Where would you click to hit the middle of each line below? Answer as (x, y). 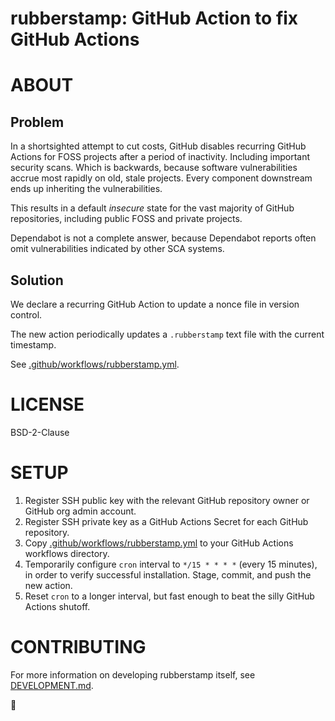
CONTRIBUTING (78, 647)
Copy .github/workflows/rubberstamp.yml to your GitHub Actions (159, 543)
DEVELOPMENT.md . (52, 685)
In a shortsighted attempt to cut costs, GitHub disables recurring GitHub (158, 146)
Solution (37, 280)
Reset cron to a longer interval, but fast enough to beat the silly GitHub (169, 596)
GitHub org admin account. (80, 511)
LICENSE (47, 404)
